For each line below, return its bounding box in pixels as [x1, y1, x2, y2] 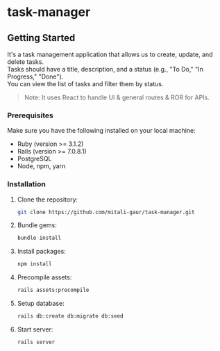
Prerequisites [7, 111, 53, 120]
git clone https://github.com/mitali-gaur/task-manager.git [17, 209, 195, 215]
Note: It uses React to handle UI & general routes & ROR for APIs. [24, 93, 210, 101]
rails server [17, 338, 56, 345]
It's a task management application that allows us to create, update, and [7, 50, 213, 58]
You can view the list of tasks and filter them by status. [7, 80, 164, 88]
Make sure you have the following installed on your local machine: [7, 126, 196, 135]
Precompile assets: [17, 273, 72, 281]
